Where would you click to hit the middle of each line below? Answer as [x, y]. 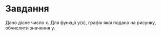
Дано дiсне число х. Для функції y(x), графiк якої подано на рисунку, [81, 22]
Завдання [27, 9]
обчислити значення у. [30, 27]
